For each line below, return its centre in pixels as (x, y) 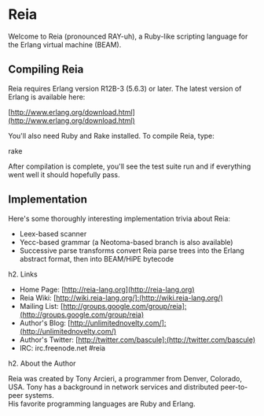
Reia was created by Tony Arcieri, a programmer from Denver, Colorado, (125, 378)
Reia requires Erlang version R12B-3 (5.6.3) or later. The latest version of (125, 88)
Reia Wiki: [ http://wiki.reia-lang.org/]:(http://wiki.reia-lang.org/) (121, 298)
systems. (40, 395)
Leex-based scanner (53, 233)
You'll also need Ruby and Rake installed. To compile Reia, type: (111, 136)
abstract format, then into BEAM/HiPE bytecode (97, 258)
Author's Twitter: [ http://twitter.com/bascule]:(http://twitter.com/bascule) (137, 340)
